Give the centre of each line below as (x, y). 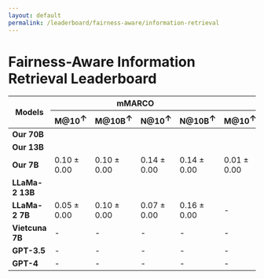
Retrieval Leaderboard (82, 78)
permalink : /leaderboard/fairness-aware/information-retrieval (114, 23)
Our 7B (26, 165)
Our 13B (28, 147)
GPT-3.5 (29, 251)
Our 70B (28, 134)
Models (29, 113)
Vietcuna (29, 228)
